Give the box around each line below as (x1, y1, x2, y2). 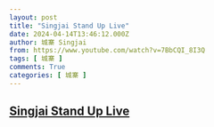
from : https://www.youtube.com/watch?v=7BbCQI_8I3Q (9, 46, 205, 55)
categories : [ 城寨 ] (9, 71, 87, 80)
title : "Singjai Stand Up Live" (9, 21, 129, 30)
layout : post (9, 12, 58, 22)
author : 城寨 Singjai (9, 37, 87, 47)
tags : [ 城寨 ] (9, 54, 63, 63)
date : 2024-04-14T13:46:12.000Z (9, 29, 129, 38)
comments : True (9, 63, 66, 72)
